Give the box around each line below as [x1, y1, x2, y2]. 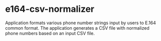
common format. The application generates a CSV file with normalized [5, 25, 150, 31]
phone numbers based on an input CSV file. [5, 30, 95, 36]
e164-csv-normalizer [5, 3, 95, 15]
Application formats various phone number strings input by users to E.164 [5, 20, 156, 26]
